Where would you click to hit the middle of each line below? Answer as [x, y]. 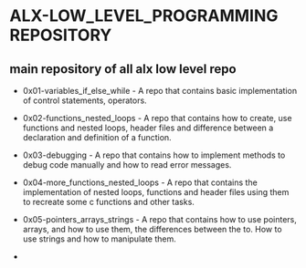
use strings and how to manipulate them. [99, 239]
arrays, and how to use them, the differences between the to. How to [152, 229]
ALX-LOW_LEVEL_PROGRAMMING [144, 16]
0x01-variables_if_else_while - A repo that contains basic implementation [160, 91]
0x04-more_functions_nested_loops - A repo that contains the [140, 182]
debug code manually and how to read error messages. [127, 165]
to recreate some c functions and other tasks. [108, 202]
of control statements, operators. [85, 100]
